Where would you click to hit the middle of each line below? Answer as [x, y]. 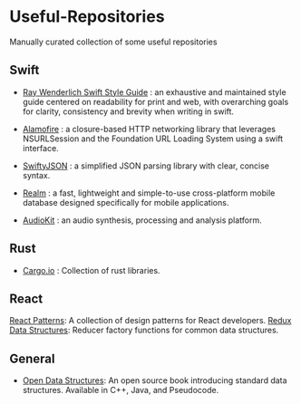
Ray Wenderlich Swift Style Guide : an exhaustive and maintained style [155, 91]
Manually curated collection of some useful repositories [113, 42]
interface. [40, 148]
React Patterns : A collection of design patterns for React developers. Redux [150, 321]
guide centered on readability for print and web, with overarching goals [155, 101]
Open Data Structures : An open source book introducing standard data [155, 380]
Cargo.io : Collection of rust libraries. [91, 270]
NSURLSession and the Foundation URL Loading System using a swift [153, 139]
